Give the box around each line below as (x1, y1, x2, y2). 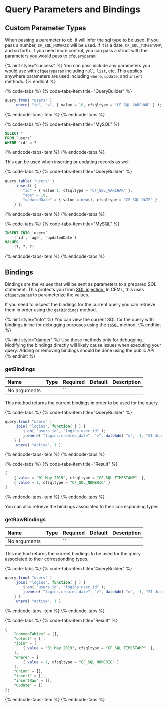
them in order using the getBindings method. (5, 307, 97, 313)
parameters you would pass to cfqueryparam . (5, 53, 97, 59)
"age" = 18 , (23, 193, 48, 198)
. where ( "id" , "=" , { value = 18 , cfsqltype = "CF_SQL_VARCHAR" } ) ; (14, 102, 162, 107)
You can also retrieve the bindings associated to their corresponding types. (5, 503, 160, 509)
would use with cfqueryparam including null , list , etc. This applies (5, 68, 142, 74)
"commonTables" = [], (14, 632, 59, 637)
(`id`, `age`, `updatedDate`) (14, 235, 77, 240)
